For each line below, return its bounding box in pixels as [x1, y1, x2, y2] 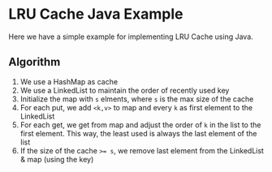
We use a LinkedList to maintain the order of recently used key [19, 85, 230, 95]
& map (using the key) [19, 154, 94, 164]
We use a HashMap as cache [19, 76, 119, 86]
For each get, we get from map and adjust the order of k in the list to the [19, 119, 261, 130]
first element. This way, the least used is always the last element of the [19, 128, 257, 138]
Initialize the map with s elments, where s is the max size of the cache [19, 94, 254, 104]
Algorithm [8, 55, 61, 69]
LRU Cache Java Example [8, 5, 183, 24]
